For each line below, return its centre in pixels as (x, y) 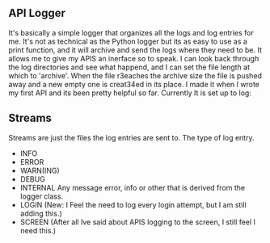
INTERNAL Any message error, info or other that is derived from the (132, 187)
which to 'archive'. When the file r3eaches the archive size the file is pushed (135, 75)
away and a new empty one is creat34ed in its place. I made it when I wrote (134, 84)
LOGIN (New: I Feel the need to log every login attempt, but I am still (133, 204)
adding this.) (41, 213)
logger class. (42, 196)
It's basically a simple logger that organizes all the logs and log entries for (131, 32)
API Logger (37, 13)
